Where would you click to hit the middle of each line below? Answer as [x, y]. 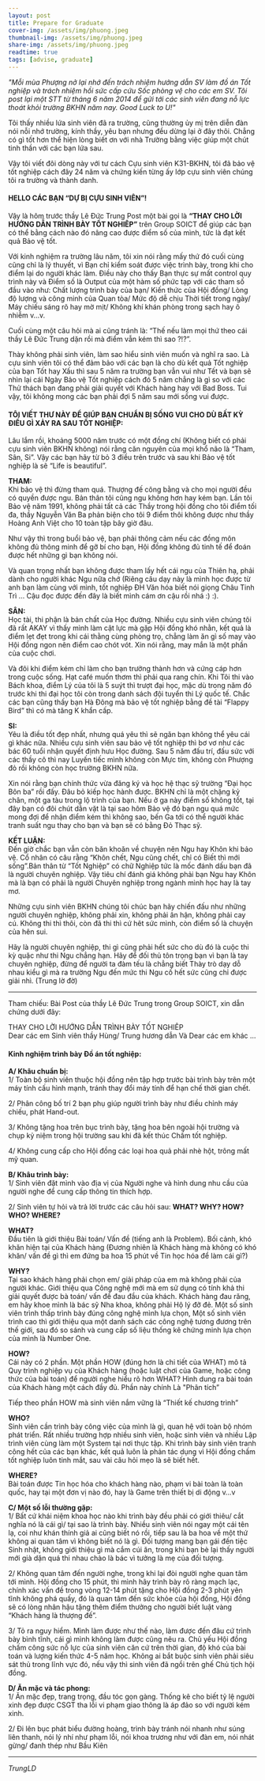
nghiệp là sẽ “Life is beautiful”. [58, 466]
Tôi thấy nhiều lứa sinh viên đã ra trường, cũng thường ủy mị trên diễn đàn [128, 123]
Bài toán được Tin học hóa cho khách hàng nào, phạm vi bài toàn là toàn [125, 1484]
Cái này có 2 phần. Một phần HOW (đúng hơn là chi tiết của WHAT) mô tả [127, 1362]
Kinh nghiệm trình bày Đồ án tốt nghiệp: [75, 1054]
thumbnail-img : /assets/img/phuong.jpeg [76, 38]
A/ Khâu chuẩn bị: [38, 1071]
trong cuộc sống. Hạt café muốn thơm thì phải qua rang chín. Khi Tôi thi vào [131, 677]
